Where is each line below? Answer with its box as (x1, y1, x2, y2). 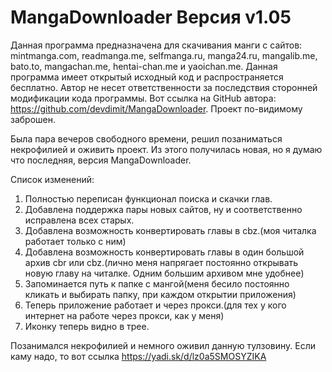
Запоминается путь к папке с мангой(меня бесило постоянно (24, 277, 290, 290)
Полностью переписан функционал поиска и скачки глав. (24, 192, 273, 205)
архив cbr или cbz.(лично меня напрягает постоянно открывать (24, 256, 299, 268)
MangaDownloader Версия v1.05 (10, 6, 292, 29)
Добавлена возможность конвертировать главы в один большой (24, 246, 305, 258)
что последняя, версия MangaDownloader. (10, 154, 192, 166)
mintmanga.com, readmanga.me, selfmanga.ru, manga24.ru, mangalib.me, (10, 49, 318, 61)
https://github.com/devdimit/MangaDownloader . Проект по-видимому (10, 102, 303, 115)
